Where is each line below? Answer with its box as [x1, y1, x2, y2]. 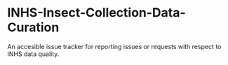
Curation [7, 19, 60, 35]
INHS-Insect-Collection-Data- [7, 5, 186, 21]
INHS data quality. [7, 50, 60, 58]
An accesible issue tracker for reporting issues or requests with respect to [7, 42, 222, 50]
